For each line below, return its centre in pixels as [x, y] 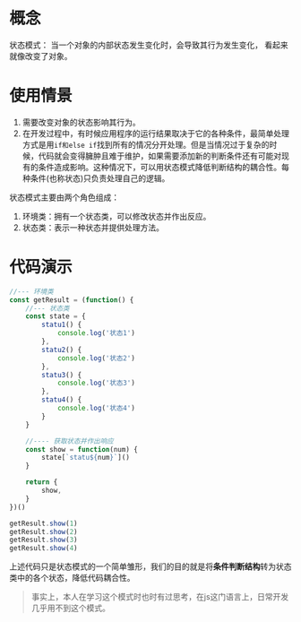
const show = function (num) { [82, 449]
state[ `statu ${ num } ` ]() [86, 458]
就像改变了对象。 [41, 56]
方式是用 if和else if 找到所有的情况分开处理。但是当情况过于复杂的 [146, 144]
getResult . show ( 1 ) [43, 523]
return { [42, 482]
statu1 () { [62, 325]
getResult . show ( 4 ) [43, 549]
